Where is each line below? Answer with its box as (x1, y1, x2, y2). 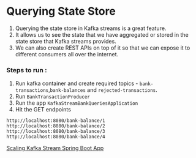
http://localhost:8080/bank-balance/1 (6, 118, 105, 124)
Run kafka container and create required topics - (15, 80, 138, 87)
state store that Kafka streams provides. (15, 37, 116, 45)
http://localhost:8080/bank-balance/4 (6, 134, 105, 140)
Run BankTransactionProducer (15, 93, 90, 100)
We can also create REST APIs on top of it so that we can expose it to (15, 44, 190, 51)
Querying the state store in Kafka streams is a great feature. (15, 24, 167, 32)
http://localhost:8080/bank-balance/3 (6, 129, 105, 135)
